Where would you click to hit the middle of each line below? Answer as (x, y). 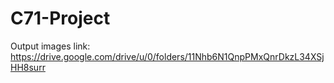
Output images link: (50, 46)
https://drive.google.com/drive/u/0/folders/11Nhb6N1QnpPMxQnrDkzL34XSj (167, 56)
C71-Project (60, 18)
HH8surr (28, 67)
